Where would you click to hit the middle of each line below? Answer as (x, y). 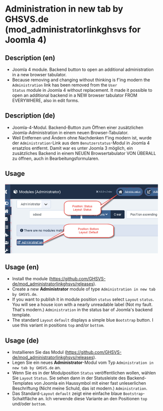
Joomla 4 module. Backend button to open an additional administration (83, 69)
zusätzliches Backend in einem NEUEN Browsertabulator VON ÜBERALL (84, 153)
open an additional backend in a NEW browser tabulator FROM (74, 95)
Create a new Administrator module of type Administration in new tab (84, 289)
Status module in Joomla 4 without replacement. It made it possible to (82, 90)
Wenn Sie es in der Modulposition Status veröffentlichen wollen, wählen (84, 373)
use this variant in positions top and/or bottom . (58, 325)
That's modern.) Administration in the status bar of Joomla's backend (82, 310)
